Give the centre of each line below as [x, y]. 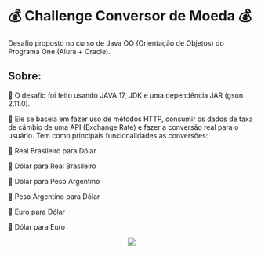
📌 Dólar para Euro [36, 226]
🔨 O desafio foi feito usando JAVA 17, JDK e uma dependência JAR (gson [126, 95]
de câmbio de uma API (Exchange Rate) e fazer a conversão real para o [123, 127]
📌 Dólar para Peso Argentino [54, 181]
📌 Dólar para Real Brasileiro [52, 166]
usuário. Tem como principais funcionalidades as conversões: [108, 135]
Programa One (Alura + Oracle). [60, 51]
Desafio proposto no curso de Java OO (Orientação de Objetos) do [116, 43]
